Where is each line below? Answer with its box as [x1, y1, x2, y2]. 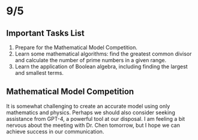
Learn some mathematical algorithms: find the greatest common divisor [14, 50, 192, 57]
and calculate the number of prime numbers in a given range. [14, 57, 167, 63]
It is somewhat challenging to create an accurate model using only [6, 102, 170, 109]
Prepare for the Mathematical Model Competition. [14, 44, 138, 51]
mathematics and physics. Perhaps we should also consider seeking [6, 109, 175, 116]
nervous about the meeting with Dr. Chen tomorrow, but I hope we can [6, 121, 180, 129]
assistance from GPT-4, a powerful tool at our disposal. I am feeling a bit [6, 115, 185, 122]
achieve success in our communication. [6, 127, 104, 135]
